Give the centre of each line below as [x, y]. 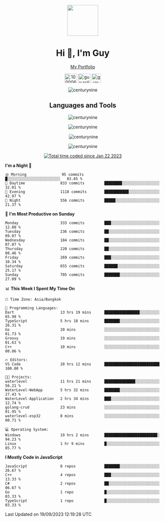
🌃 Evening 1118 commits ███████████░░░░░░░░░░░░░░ [82, 192]
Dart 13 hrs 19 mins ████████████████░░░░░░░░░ [82, 313]
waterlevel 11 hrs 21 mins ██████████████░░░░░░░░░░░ [82, 382]
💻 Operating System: [27, 430]
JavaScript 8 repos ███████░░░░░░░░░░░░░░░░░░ [82, 466]
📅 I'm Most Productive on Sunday [40, 214]
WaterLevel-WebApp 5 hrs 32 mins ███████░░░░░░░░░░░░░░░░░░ [82, 390]
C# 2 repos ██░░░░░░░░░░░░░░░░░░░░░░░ [82, 484]
